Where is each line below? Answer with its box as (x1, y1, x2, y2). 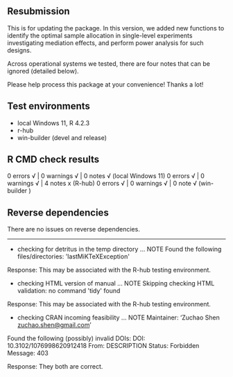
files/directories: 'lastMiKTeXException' (17, 252, 130, 261)
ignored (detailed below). (7, 67, 79, 75)
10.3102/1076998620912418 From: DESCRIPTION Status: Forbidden (7, 342, 200, 350)
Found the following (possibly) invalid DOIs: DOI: (7, 334, 146, 342)
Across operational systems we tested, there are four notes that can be (7, 59, 210, 68)
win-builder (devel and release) (17, 133, 107, 141)
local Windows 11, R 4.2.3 (17, 119, 90, 127)
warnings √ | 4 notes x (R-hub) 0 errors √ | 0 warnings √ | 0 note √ (7, 179, 198, 188)
